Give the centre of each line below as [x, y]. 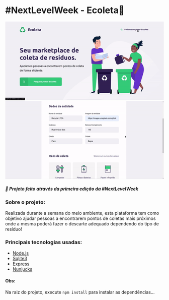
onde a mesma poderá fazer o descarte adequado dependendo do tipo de [82, 224]
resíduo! [14, 229]
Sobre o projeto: [25, 202]
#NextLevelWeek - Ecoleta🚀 [65, 10]
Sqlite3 [20, 259]
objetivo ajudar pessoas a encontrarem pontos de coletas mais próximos [80, 218]
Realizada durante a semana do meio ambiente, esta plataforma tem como [82, 213]
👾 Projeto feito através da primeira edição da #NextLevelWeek [72, 189]
